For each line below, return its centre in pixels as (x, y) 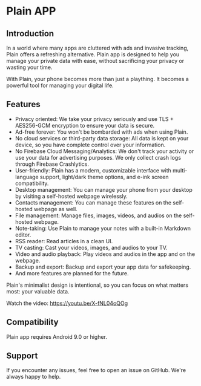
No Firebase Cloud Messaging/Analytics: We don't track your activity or (104, 151)
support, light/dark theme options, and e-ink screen (104, 177)
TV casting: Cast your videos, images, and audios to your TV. (91, 247)
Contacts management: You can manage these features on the (93, 202)
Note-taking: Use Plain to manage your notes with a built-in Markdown (103, 228)
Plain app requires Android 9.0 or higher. (57, 336)
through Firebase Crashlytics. (52, 164)
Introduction (30, 34)
